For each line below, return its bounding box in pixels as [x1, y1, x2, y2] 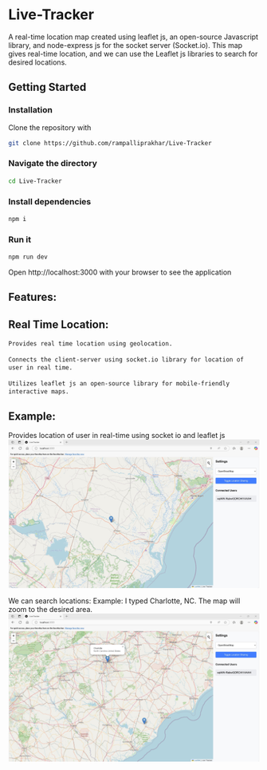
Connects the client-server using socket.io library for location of [8, 356, 245, 364]
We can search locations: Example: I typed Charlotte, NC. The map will [8, 596, 241, 606]
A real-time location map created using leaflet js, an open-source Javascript [8, 32, 259, 41]
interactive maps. [8, 388, 69, 396]
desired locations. [8, 57, 68, 67]
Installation [8, 105, 53, 116]
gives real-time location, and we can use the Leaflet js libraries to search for [8, 49, 258, 58]
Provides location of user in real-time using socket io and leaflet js [8, 431, 226, 440]
